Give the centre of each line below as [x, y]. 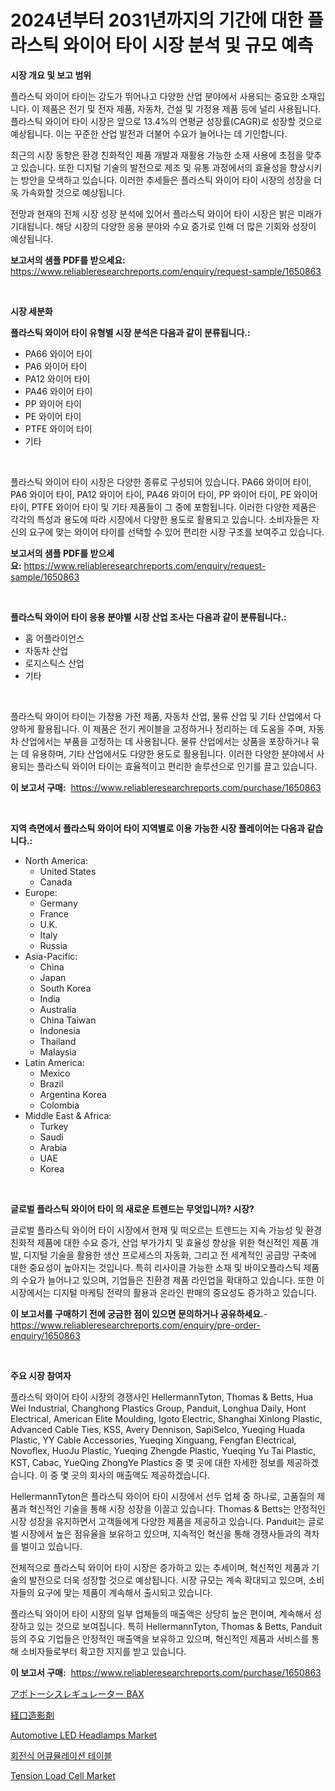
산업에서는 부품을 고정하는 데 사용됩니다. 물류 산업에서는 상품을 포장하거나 [165, 741]
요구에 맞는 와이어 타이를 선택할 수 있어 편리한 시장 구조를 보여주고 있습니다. [176, 532]
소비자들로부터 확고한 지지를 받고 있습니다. [103, 1651]
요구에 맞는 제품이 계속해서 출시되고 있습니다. [124, 1592]
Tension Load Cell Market [63, 1775]
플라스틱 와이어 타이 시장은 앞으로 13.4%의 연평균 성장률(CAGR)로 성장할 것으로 [166, 121]
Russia [53, 945]
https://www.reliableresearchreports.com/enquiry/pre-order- [135, 1325]
